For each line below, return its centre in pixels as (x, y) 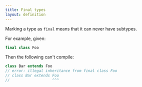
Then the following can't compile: (39, 57)
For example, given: (25, 38)
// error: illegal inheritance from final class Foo (61, 71)
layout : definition (25, 14)
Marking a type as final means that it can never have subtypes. (71, 28)
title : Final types (25, 10)
